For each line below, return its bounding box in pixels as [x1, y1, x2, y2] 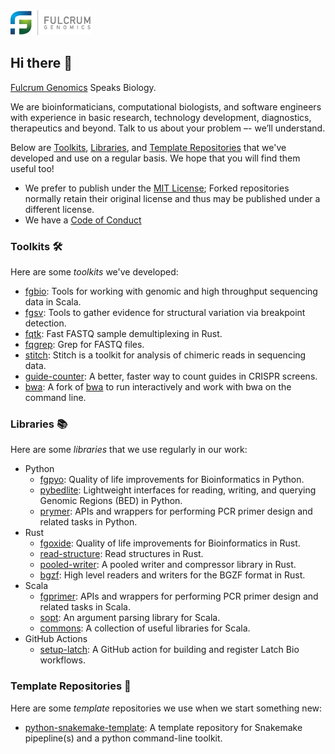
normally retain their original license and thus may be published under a [24, 192, 321, 204]
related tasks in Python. [39, 516, 138, 528]
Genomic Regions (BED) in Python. [39, 495, 183, 507]
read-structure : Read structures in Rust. [39, 548, 204, 560]
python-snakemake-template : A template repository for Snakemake [24, 721, 303, 733]
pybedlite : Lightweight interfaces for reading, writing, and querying [39, 484, 317, 496]
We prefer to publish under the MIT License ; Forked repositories [24, 182, 290, 194]
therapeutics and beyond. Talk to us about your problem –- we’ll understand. [10, 122, 326, 134]
